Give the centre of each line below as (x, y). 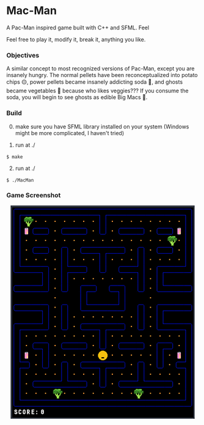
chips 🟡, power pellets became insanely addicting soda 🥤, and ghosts (95, 82)
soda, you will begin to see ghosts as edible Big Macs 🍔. (77, 97)
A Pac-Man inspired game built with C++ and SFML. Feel (78, 28)
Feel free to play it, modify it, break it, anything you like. (76, 39)
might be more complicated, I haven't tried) (70, 133)
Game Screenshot (34, 195)
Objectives (23, 55)
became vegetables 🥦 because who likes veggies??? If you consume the (97, 91)
